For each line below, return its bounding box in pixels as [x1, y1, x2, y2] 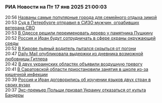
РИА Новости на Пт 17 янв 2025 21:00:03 [5, 3, 107, 10]
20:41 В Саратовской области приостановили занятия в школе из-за [5, 66, 148, 72]
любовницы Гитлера [5, 56, 48, 62]
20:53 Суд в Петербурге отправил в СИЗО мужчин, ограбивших [5, 20, 139, 25]
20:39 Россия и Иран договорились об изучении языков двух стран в [5, 77, 151, 82]
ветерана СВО [5, 25, 35, 31]
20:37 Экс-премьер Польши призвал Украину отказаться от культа [5, 87, 146, 93]
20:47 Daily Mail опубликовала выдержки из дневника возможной [5, 51, 143, 57]
